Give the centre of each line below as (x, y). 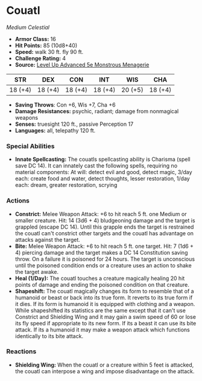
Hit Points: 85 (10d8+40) (46, 45)
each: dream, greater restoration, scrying (66, 185)
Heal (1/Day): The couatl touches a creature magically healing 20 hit (100, 278)
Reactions (21, 351)
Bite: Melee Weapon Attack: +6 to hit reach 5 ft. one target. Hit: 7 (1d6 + (104, 246)
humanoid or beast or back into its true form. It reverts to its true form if (104, 298)
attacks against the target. (47, 239)
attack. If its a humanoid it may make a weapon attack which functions (102, 330)
